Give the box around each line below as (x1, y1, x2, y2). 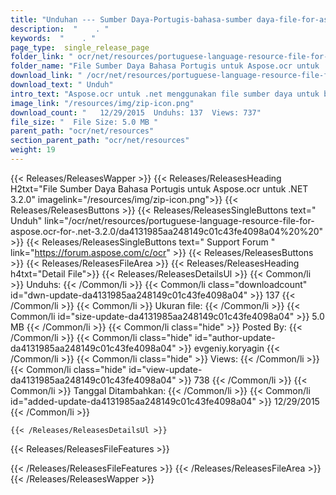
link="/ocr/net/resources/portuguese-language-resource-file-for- (44, 214, 315, 226)
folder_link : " (10, 52, 74, 62)
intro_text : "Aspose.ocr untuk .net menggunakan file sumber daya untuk (10, 89, 320, 99)
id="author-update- (194, 331, 276, 343)
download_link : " (10, 71, 83, 81)
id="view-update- (128, 363, 203, 375)
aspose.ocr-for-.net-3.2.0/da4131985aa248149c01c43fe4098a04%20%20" (10, 225, 324, 237)
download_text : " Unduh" (10, 80, 114, 90)
